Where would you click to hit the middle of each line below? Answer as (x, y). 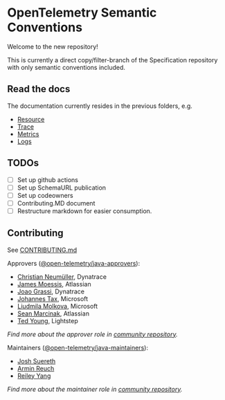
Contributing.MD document (56, 203)
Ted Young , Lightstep (47, 320)
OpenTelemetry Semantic (82, 13)
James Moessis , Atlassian (54, 284)
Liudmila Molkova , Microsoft (57, 306)
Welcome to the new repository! (53, 46)
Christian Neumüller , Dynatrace (62, 276)
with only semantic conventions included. (66, 67)
